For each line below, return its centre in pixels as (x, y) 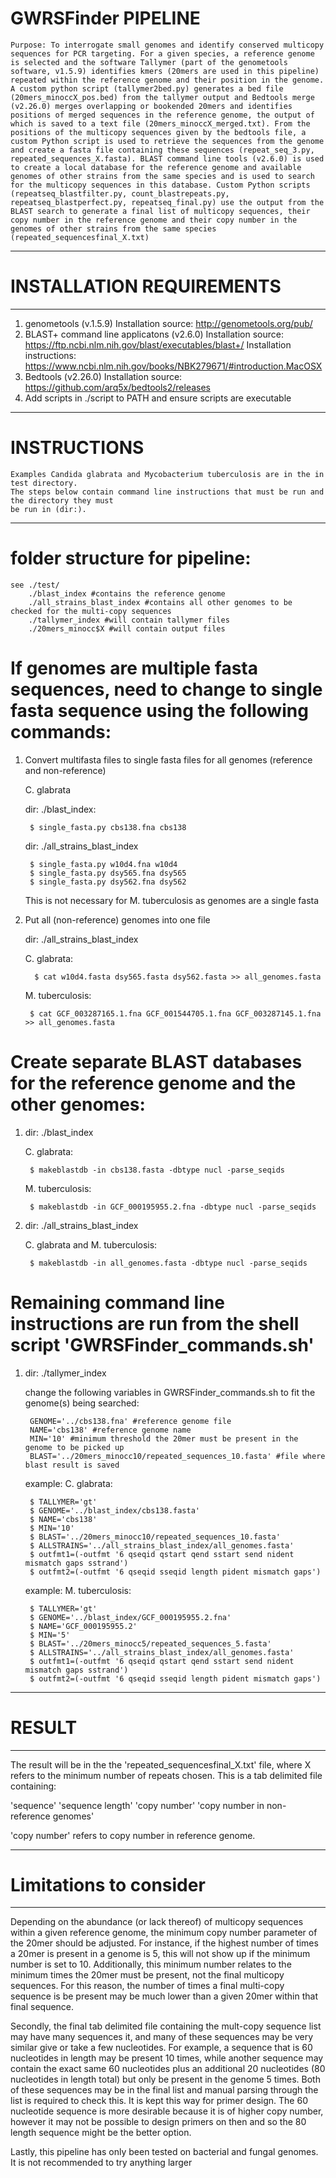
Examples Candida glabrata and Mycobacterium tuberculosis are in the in (167, 474)
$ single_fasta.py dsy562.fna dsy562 (108, 882)
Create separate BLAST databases (156, 1061)
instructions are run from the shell (155, 1323)
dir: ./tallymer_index (65, 1373)
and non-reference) (65, 770)
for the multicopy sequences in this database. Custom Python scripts (160, 185)
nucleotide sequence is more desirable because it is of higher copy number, (167, 2111)
